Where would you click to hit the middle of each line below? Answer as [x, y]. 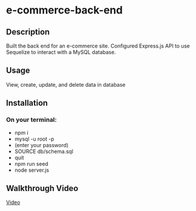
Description [28, 32]
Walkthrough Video [42, 188]
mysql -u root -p [34, 139]
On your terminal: [32, 120]
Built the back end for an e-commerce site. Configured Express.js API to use [98, 46]
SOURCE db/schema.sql [44, 151]
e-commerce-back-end [64, 10]
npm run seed [31, 164]
